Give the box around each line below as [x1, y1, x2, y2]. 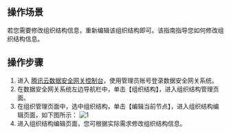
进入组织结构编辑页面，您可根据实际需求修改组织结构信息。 [16, 119, 186, 127]
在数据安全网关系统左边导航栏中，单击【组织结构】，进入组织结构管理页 [16, 85, 219, 93]
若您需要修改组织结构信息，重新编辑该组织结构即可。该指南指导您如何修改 [7, 26, 218, 34]
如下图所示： [41, 111, 78, 119]
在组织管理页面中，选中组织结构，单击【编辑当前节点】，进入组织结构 [16, 102, 213, 110]
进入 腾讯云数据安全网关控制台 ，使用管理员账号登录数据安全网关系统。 [16, 76, 218, 85]
